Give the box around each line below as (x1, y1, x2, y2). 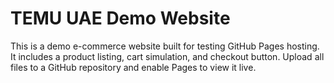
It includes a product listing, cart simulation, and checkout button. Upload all (10, 50, 325, 62)
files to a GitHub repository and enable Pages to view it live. (10, 61, 257, 73)
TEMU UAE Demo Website (10, 7, 231, 30)
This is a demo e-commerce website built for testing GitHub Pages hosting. (10, 40, 320, 52)
